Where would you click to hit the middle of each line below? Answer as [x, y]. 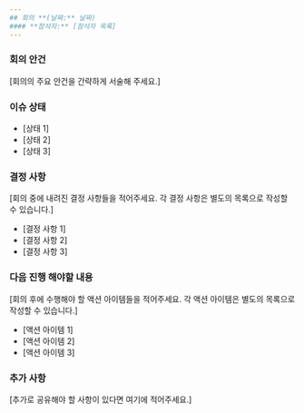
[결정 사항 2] [45, 241]
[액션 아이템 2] [49, 340]
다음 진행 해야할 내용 [51, 278]
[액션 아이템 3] [49, 352]
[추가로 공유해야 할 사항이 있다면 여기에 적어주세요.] [101, 399]
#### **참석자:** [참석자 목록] [63, 26]
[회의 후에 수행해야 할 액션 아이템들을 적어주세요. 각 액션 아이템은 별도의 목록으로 [152, 299]
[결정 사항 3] [45, 251]
